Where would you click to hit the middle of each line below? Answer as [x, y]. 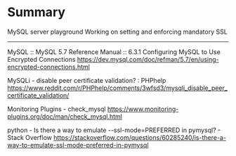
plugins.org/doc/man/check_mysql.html [65, 116]
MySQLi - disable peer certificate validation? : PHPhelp [87, 80]
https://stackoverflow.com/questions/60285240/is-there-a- [140, 137]
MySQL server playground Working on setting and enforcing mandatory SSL [118, 32]
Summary [36, 12]
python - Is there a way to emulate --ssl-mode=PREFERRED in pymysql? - [114, 130]
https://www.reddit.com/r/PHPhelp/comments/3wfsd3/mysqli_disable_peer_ [118, 88]
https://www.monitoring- [143, 109]
